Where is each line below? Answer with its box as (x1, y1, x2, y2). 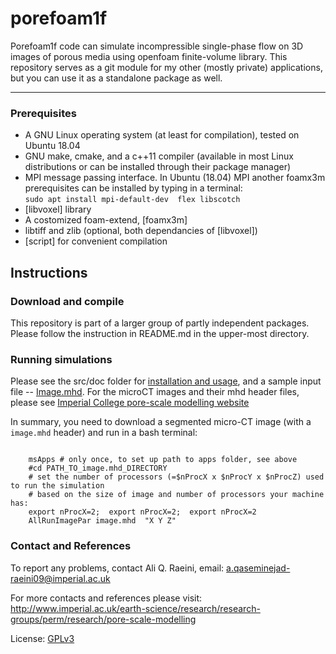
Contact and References (10, 539, 132, 553)
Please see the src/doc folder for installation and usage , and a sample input (10, 375, 322, 387)
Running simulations (10, 352, 113, 366)
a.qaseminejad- (226, 562, 291, 574)
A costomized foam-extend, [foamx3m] (24, 214, 188, 226)
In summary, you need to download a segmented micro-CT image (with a (10, 416, 312, 428)
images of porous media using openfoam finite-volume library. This (10, 50, 288, 62)
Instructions (10, 264, 88, 281)
